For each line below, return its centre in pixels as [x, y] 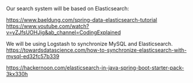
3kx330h [17, 74]
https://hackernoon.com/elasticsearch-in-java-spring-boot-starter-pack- [95, 68]
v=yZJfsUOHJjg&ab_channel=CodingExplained [64, 32]
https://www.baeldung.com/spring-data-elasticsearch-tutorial [82, 20]
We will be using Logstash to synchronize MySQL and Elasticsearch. [89, 44]
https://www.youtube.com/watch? [48, 26]
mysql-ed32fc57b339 [33, 56]
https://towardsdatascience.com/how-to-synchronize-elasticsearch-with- [96, 50]
